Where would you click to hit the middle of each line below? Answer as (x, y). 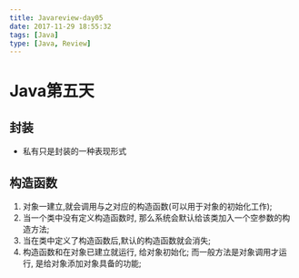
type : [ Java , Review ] (50, 43)
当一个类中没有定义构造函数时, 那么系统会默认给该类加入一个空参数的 (152, 218)
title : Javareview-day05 (56, 18)
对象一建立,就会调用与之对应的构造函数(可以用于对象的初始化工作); (147, 207)
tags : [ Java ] (34, 35)
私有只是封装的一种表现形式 (75, 151)
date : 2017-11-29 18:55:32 (60, 26)
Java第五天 (52, 91)
